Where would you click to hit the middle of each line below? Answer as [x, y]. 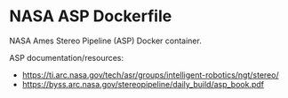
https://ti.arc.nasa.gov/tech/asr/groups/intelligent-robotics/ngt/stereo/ [150, 75]
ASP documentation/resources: [67, 57]
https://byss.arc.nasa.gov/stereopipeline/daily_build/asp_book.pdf [143, 84]
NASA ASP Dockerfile [91, 16]
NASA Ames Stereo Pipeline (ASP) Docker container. [105, 41]
